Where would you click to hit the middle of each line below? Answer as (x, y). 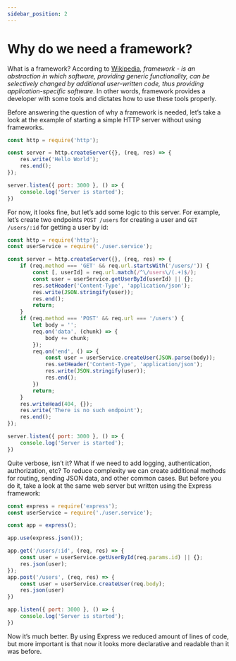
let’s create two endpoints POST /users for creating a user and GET (103, 219)
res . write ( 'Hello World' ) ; (60, 160)
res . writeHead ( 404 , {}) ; (56, 404)
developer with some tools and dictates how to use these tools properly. (112, 98)
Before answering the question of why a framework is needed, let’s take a (114, 112)
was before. (25, 651)
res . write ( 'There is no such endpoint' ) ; (81, 411)
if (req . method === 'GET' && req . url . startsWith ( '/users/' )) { (115, 266)
